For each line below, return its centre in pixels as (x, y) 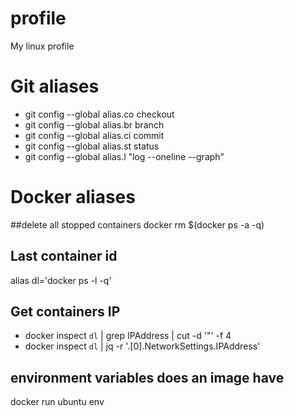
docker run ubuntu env (57, 402)
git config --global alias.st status (92, 146)
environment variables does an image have (147, 377)
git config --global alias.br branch (94, 124)
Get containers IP (65, 312)
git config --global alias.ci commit (94, 135)
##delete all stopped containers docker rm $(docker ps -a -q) (137, 224)
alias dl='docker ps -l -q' (61, 280)
